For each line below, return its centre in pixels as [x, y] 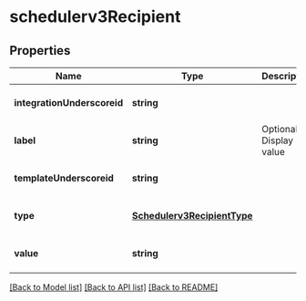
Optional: [281, 129]
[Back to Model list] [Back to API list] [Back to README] [114, 287]
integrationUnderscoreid [69, 103]
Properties [40, 51]
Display [278, 140]
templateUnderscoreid [64, 178]
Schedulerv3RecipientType [192, 216]
